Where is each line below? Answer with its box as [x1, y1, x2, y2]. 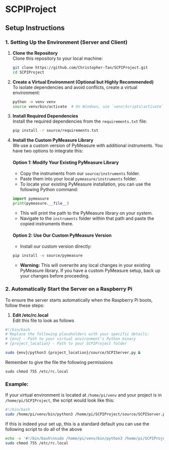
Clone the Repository [12, 50, 58, 56]
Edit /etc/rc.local [12, 312, 49, 318]
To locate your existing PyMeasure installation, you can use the [20, 181, 151, 187]
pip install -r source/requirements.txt [12, 128, 99, 133]
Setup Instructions [5, 24, 65, 32]
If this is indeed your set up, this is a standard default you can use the [5, 421, 150, 427]
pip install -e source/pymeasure [12, 253, 83, 258]
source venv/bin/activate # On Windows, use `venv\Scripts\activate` [12, 104, 164, 109]
